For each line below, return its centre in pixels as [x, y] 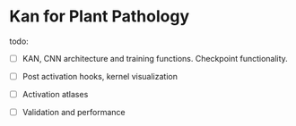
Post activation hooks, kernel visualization [100, 76]
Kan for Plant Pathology [100, 17]
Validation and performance [74, 113]
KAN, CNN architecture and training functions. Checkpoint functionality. [155, 58]
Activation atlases [55, 95]
